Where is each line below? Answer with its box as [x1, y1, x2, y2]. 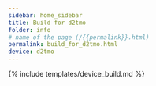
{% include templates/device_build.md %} [8, 70, 145, 78]
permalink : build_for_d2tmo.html [8, 41, 118, 48]
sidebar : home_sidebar [8, 11, 83, 20]
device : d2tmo [8, 48, 55, 56]
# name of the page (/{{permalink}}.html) [8, 33, 150, 41]
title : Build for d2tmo [8, 19, 87, 27]
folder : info [8, 26, 51, 34]
